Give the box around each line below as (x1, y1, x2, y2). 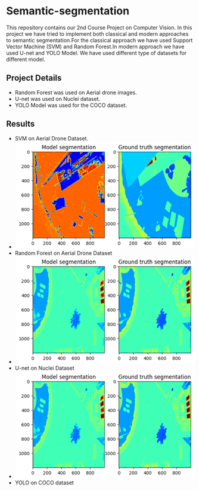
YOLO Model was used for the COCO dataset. (14, 102, 128, 109)
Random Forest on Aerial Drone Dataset (14, 250, 113, 257)
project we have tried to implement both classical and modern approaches (6, 30, 189, 37)
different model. (6, 56, 46, 63)
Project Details (6, 73, 62, 83)
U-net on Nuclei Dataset (14, 364, 74, 372)
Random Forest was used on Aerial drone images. (14, 88, 137, 96)
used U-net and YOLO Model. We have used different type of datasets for (6, 49, 187, 56)
